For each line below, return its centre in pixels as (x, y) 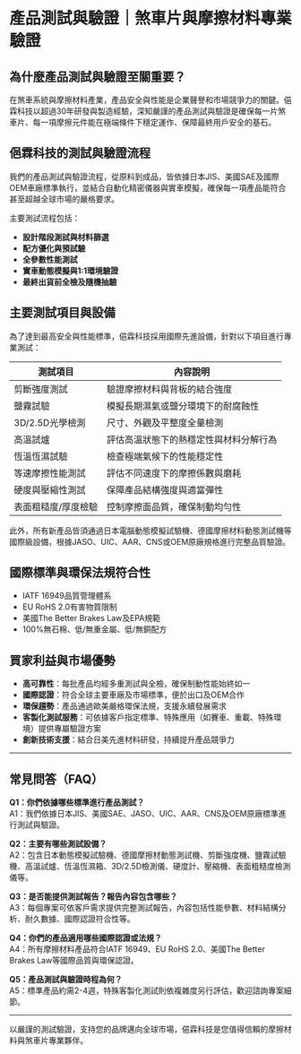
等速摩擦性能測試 (50, 473)
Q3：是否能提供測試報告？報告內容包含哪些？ (93, 896)
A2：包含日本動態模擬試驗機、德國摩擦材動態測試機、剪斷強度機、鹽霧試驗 (148, 855)
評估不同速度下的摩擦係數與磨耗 (174, 473)
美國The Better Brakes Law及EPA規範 (91, 618)
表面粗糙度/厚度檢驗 (56, 506)
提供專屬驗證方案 (69, 729)
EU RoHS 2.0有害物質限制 (70, 607)
